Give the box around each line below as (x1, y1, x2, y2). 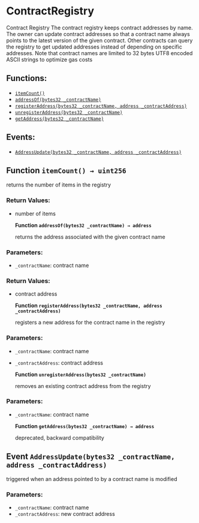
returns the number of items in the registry (6, 181, 111, 188)
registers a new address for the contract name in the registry (14, 319, 165, 326)
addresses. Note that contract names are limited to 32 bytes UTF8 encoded (6, 49, 193, 56)
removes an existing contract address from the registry (14, 382, 151, 389)
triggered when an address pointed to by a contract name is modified (6, 475, 177, 482)
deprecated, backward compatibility (14, 434, 105, 441)
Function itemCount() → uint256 (6, 165, 127, 175)
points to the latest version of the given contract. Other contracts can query (6, 37, 193, 44)
